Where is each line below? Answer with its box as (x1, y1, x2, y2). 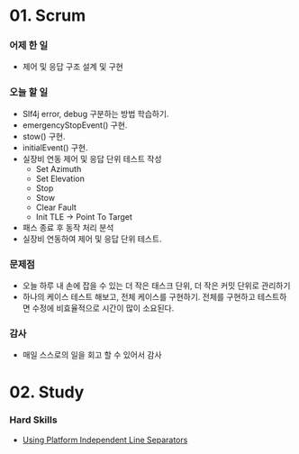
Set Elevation (35, 173, 86, 184)
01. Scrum (9, 5, 86, 26)
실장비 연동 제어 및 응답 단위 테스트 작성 (22, 153, 162, 164)
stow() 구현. (22, 131, 66, 141)
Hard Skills (9, 413, 58, 426)
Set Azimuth (35, 163, 82, 174)
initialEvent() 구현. (22, 141, 88, 153)
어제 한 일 (9, 40, 48, 52)
